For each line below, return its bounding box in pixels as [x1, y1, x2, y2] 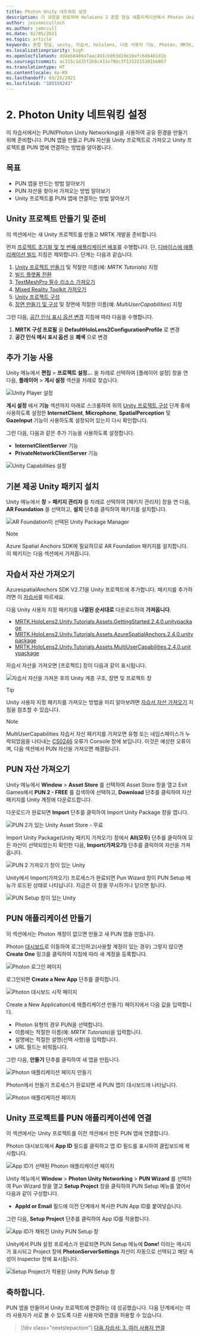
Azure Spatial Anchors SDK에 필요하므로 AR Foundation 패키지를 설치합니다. [6, 543, 189, 550]
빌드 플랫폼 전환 [14, 271, 52, 278]
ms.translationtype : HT [6, 64, 65, 70]
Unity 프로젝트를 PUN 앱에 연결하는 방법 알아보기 [14, 195, 130, 202]
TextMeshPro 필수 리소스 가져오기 [14, 278, 95, 286]
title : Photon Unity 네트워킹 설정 [6, 8, 87, 15]
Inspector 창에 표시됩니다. [17, 1255, 79, 1263]
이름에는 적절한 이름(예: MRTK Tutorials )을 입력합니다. [14, 1028, 143, 1035]
